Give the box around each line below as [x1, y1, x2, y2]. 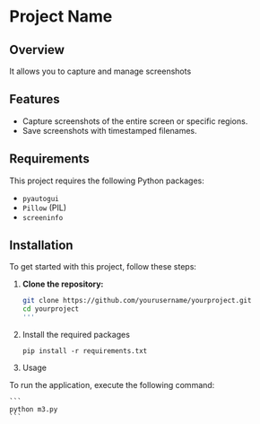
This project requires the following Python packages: [9, 175, 204, 186]
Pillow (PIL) [22, 202, 67, 213]
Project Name [9, 6, 113, 27]
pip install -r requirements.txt [22, 347, 148, 356]
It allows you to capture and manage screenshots [9, 66, 192, 76]
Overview [9, 42, 65, 57]
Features [9, 92, 60, 107]
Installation [9, 238, 74, 253]
